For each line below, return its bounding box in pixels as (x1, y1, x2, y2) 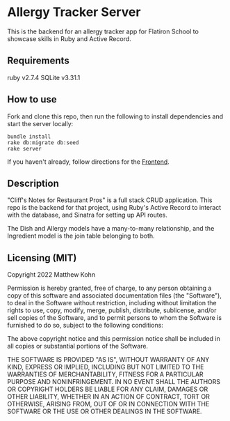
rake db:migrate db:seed (7, 139, 79, 146)
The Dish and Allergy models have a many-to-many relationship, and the (7, 224, 215, 233)
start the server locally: (7, 119, 74, 128)
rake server (7, 145, 42, 152)
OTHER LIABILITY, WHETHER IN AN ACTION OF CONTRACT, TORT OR (7, 392, 210, 401)
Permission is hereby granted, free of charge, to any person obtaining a (7, 284, 212, 293)
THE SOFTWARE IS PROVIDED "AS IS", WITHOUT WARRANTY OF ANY (7, 355, 210, 364)
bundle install (7, 133, 51, 140)
